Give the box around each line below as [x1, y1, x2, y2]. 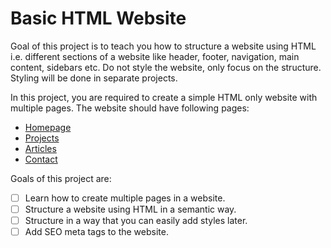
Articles [24, 142, 57, 154]
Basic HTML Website [10, 7, 187, 30]
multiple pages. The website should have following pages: [10, 102, 250, 114]
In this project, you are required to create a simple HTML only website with [10, 91, 318, 103]
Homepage [24, 121, 72, 133]
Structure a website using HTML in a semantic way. [24, 203, 237, 215]
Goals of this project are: [10, 172, 112, 184]
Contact [24, 153, 58, 165]
